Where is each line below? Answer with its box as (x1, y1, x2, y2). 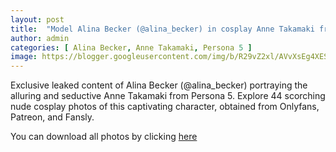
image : (10, 52, 38, 62)
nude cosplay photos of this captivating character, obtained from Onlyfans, (10, 101, 320, 113)
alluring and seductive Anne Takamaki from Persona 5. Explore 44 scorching (10, 90, 326, 102)
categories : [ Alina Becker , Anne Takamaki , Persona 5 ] (10, 42, 253, 53)
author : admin (10, 33, 70, 43)
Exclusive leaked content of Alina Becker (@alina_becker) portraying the (10, 79, 308, 91)
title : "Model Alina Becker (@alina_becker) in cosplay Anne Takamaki (10, 24, 315, 34)
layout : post (10, 14, 65, 25)
